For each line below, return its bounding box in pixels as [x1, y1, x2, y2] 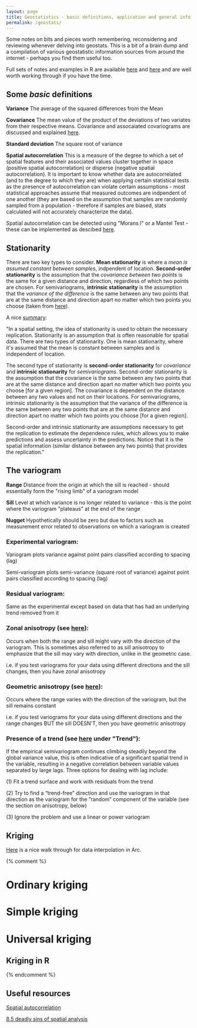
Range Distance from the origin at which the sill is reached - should [6, 481, 169, 488]
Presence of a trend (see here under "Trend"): [6, 734, 141, 743]
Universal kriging [6, 932, 92, 945]
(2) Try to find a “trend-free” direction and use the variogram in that [6, 790, 170, 797]
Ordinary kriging [6, 878, 88, 892]
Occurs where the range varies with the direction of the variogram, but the [6, 696, 186, 702]
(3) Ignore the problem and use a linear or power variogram [6, 813, 150, 820]
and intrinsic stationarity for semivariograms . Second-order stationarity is [6, 368, 188, 375]
